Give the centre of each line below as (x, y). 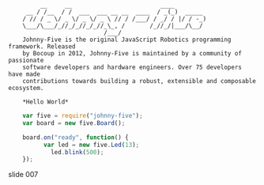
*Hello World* (45, 102)
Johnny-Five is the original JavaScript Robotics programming (127, 40)
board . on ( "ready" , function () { (75, 137)
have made (25, 74)
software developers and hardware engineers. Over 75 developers (132, 67)
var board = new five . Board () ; (74, 123)
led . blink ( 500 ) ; (77, 152)
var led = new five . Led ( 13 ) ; (91, 145)
